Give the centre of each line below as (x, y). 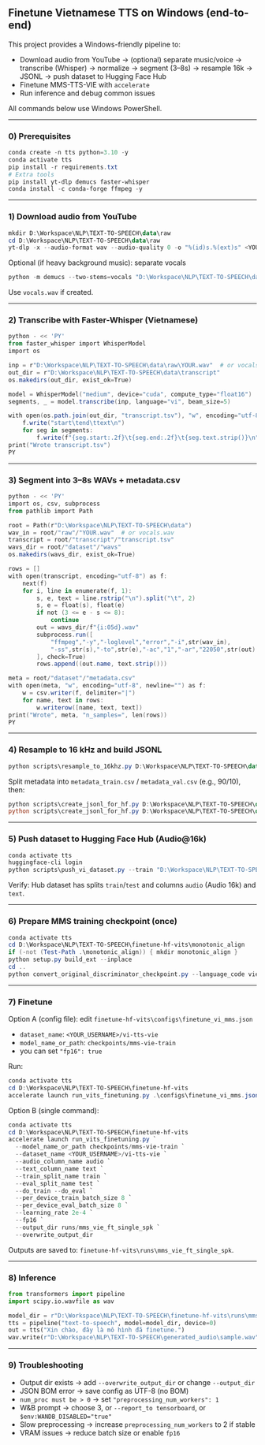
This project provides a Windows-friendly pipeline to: (95, 44)
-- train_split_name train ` (62, 1176)
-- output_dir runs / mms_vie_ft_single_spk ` (88, 1227)
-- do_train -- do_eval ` (54, 1191)
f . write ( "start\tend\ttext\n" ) (74, 423)
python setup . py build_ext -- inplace (70, 960)
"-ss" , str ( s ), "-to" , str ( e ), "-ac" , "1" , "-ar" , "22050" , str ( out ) (153, 650)
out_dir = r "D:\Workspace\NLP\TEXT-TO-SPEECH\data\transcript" (114, 372)
